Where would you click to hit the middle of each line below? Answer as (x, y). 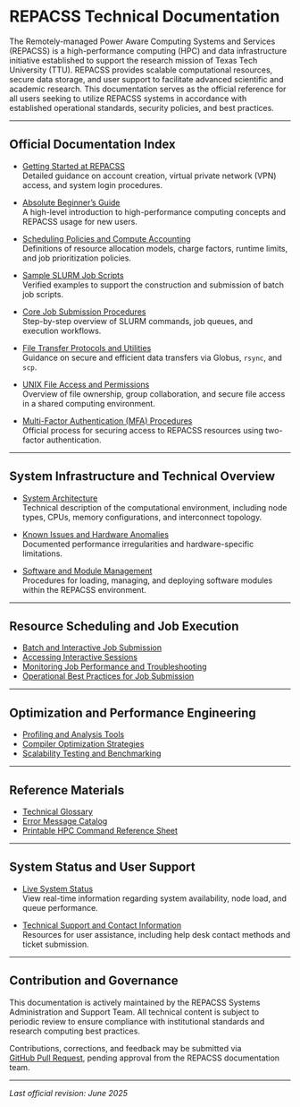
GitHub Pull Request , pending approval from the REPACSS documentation (144, 1058)
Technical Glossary (58, 811)
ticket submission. (55, 944)
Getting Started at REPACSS (73, 166)
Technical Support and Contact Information (101, 925)
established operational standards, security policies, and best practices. (142, 107)
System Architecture (60, 498)
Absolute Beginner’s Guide (71, 202)
